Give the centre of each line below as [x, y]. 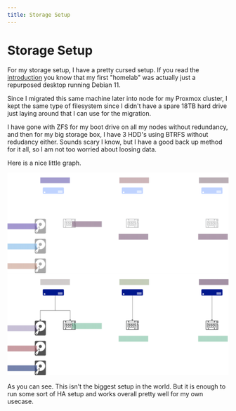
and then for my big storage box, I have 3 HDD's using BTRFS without [108, 134]
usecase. [20, 402]
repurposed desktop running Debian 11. [64, 85]
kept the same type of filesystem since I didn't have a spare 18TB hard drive [117, 106]
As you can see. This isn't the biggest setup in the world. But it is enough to [117, 386]
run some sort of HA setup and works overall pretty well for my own [105, 394]
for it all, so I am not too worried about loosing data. [82, 149]
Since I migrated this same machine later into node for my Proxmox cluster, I [117, 98]
